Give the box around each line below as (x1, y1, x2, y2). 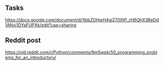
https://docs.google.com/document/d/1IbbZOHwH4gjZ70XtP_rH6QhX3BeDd (5, 17, 159, 22)
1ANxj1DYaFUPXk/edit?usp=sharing (5, 22, 77, 28)
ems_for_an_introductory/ (5, 54, 56, 60)
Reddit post (5, 36, 41, 44)
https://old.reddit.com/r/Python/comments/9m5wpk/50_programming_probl (5, 49, 158, 55)
